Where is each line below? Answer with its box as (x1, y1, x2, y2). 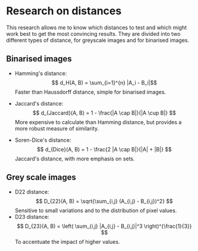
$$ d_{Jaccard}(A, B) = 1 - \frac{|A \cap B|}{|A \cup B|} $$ (32, 109, 177, 116)
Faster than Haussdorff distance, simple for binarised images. (14, 88, 166, 95)
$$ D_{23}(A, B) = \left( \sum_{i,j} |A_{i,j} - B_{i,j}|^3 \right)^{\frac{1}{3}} (17, 222, 192, 230)
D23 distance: (14, 213, 49, 220)
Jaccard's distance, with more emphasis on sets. (14, 155, 135, 162)
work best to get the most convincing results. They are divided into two (6, 30, 181, 37)
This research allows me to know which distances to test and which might (6, 24, 187, 31)
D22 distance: (14, 188, 49, 195)
